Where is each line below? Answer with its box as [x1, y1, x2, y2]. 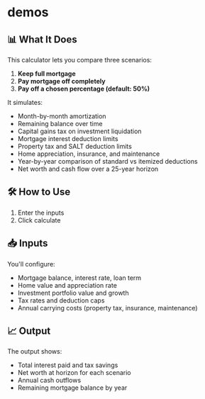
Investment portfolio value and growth [17, 288, 129, 297]
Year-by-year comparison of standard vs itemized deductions [17, 157, 198, 165]
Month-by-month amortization [17, 112, 106, 120]
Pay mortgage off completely [17, 77, 106, 85]
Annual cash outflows [17, 376, 82, 385]
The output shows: [7, 347, 62, 356]
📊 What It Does [7, 33, 77, 45]
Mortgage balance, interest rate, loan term [17, 274, 142, 282]
